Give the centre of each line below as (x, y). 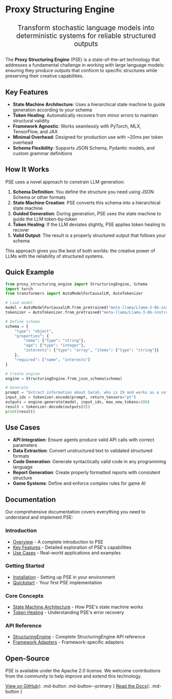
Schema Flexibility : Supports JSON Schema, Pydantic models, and (84, 148)
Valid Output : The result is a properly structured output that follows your (89, 235)
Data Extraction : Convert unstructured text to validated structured (82, 451)
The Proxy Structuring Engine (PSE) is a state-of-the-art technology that (83, 59)
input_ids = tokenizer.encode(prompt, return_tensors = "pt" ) (71, 397)
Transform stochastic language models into (86, 28)
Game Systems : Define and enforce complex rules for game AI (79, 483)
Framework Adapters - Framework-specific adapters (68, 642)
